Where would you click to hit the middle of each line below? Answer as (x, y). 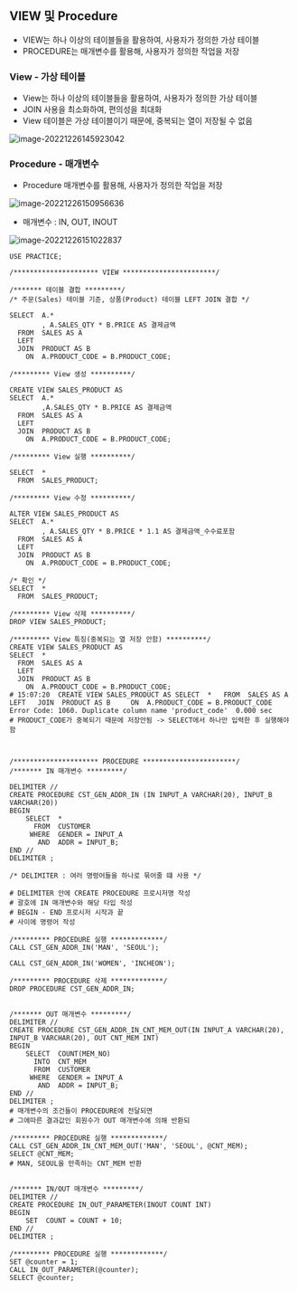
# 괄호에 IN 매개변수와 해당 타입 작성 (71, 903)
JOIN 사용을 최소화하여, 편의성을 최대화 (92, 109)
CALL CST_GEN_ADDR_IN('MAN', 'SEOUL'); (84, 948)
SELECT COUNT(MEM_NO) (68, 1054)
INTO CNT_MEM (60, 1062)
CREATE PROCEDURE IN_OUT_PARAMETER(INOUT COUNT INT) (111, 1205)
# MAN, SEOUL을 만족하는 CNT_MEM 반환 (76, 1164)
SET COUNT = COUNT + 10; (74, 1221)
